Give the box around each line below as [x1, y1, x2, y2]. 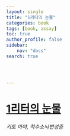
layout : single [6, 8, 44, 15]
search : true [6, 53, 39, 59]
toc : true [6, 31, 31, 37]
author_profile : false [6, 37, 62, 43]
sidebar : [6, 43, 28, 49]
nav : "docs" [17, 48, 46, 54]
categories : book [6, 20, 49, 26]
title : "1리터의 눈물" [6, 14, 56, 20]
